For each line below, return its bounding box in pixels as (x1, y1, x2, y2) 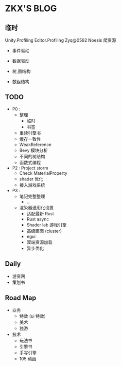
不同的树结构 (19, 153, 45, 159)
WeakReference (19, 142, 52, 147)
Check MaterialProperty (19, 170, 68, 176)
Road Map (5, 294, 36, 302)
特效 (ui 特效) (19, 313, 46, 319)
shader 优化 (19, 176, 44, 182)
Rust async (26, 216, 49, 222)
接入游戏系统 (19, 182, 45, 188)
